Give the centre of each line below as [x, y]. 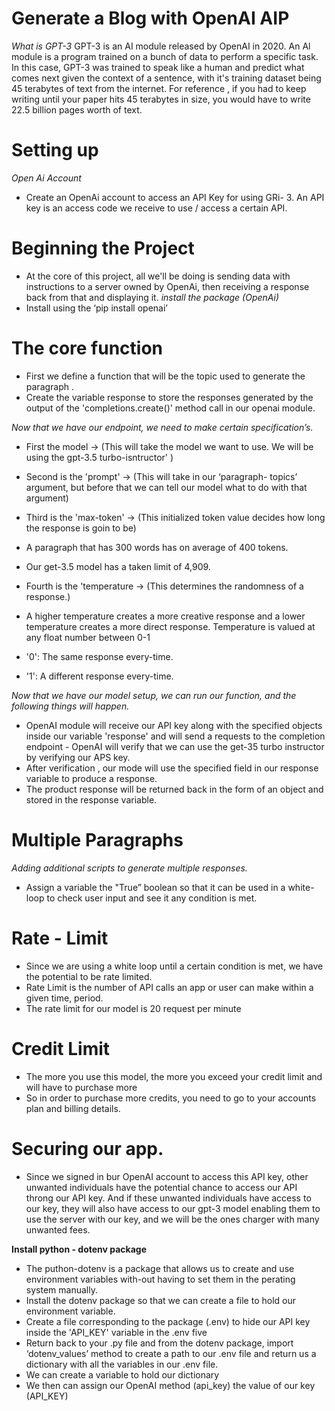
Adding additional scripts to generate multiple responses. [129, 868]
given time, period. [64, 998]
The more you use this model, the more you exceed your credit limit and [174, 1076]
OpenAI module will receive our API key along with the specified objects [174, 725]
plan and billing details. [73, 1108]
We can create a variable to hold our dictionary [122, 1374]
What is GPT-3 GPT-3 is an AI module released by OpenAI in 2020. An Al [161, 46]
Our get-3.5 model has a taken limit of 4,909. [118, 566]
